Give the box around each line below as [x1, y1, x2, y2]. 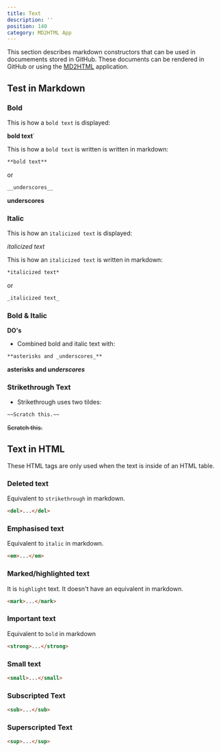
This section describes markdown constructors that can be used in [7, 48, 196, 56]
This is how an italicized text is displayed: [7, 229, 133, 237]
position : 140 [7, 23, 48, 29]
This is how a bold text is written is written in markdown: [7, 145, 169, 153]
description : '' [7, 16, 53, 23]
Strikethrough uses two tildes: [16, 398, 102, 407]
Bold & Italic [7, 311, 48, 320]
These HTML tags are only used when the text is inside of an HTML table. [7, 461, 215, 470]
